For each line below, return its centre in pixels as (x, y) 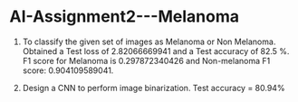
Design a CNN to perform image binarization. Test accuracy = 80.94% (154, 88)
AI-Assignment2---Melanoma (125, 17)
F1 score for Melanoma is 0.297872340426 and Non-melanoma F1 (146, 60)
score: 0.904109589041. (68, 70)
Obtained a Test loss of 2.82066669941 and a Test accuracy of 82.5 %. (156, 51)
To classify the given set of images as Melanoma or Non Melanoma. (149, 42)
